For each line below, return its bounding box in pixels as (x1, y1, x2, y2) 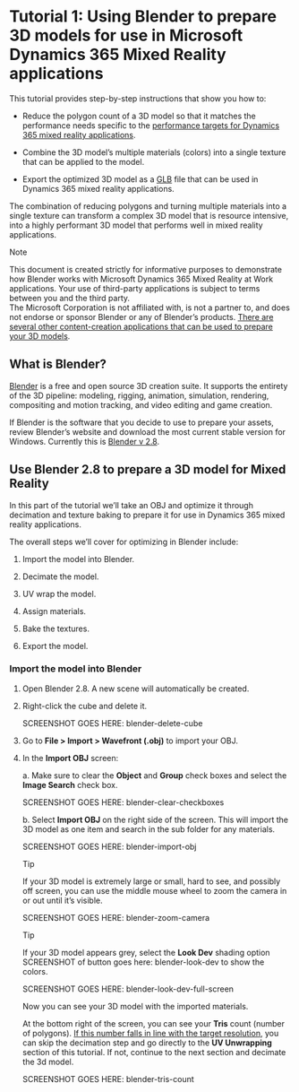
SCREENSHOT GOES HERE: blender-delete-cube (21, 717, 203, 728)
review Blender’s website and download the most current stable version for (9, 426, 286, 437)
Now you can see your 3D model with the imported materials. (21, 1001, 249, 1011)
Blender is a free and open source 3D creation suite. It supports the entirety (9, 380, 288, 391)
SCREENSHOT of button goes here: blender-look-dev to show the (21, 957, 265, 967)
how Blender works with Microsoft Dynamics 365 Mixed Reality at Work (9, 273, 274, 284)
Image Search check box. (21, 779, 118, 790)
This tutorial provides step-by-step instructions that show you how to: (9, 92, 267, 104)
